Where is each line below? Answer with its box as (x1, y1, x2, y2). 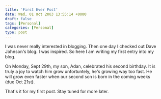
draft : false (5, 16, 32, 21)
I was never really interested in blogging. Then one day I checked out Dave (5, 44, 157, 49)
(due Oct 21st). (5, 79, 35, 85)
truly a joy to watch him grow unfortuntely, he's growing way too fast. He (5, 69, 152, 74)
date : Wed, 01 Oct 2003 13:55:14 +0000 (5, 12, 87, 17)
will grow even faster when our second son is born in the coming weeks (5, 74, 151, 79)
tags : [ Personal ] (5, 21, 41, 26)
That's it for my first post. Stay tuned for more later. (5, 89, 109, 94)
